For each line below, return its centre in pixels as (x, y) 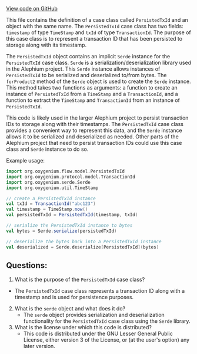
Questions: (27, 265)
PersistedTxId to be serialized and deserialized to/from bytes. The (86, 75)
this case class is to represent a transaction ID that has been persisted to (94, 39)
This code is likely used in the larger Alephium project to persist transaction (97, 118)
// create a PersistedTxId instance (51, 198)
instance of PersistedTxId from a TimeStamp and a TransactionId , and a (92, 94)
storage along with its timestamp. (46, 45)
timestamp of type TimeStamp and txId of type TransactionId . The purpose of (98, 32)
